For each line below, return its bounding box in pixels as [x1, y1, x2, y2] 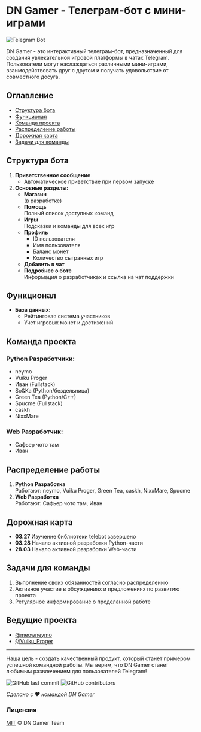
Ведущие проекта [6, 615, 77, 625]
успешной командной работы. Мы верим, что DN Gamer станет [6, 661, 169, 668]
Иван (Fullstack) [14, 381, 56, 388]
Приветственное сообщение [14, 171, 91, 178]
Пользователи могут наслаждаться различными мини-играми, [6, 60, 169, 68]
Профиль [23, 229, 48, 236]
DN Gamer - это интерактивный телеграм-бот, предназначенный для [6, 47, 183, 54]
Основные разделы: [14, 184, 69, 192]
